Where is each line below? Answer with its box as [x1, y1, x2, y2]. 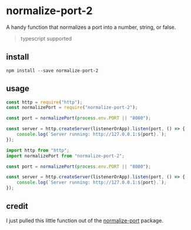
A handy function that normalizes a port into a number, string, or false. [6, 24, 176, 31]
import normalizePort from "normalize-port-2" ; [6, 153, 125, 159]
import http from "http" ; [6, 147, 69, 154]
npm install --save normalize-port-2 [6, 68, 99, 74]
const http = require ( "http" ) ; [6, 99, 83, 105]
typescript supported [20, 35, 72, 42]
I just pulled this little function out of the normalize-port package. [6, 216, 163, 224]
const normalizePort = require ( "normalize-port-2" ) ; [6, 105, 138, 111]
